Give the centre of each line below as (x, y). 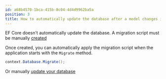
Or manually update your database (40, 72)
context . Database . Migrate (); (35, 62)
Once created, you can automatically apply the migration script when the (79, 48)
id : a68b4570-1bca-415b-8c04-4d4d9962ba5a (49, 10)
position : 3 (17, 14)
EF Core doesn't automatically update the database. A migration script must (82, 33)
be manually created (26, 38)
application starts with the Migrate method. (49, 53)
